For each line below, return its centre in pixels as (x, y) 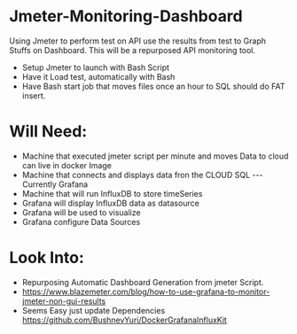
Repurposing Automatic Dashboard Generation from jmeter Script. (143, 282)
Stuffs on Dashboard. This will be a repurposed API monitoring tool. (132, 50)
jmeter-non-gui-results (64, 301)
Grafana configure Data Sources (81, 221)
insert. (34, 96)
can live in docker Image (67, 165)
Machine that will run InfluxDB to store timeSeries (112, 193)
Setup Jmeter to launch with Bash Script (96, 67)
